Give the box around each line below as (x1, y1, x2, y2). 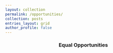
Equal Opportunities (58, 42, 108, 49)
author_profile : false (5, 26, 52, 30)
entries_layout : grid (5, 21, 50, 26)
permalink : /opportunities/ (5, 12, 63, 17)
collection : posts (5, 16, 43, 21)
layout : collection (5, 7, 46, 12)
